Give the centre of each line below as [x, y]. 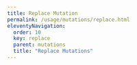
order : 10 [27, 32]
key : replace [32, 39]
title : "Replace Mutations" [53, 51]
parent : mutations [40, 45]
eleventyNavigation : [37, 26]
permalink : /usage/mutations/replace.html [68, 20]
